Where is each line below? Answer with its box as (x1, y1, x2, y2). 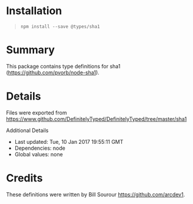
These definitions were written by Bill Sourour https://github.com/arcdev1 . (6, 190, 185, 198)
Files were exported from (6, 109, 67, 116)
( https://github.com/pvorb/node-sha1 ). (6, 69, 100, 76)
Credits (6, 172, 43, 185)
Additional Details (6, 127, 49, 134)
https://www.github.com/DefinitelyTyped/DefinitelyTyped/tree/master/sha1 (6, 115, 187, 122)
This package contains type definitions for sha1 (6, 62, 121, 70)
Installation (6, 4, 62, 18)
